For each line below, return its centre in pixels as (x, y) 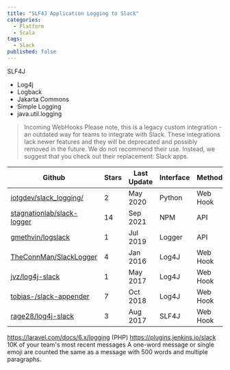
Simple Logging (39, 106)
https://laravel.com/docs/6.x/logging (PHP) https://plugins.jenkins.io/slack (112, 337)
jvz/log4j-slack (35, 277)
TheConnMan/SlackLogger (54, 257)
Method (210, 177)
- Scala (24, 33)
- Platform (29, 26)
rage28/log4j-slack (42, 316)
